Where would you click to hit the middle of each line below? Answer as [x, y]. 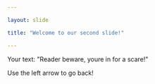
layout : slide [28, 20]
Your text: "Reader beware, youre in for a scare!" [78, 59]
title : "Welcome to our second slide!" [66, 32]
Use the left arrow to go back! [50, 73]
